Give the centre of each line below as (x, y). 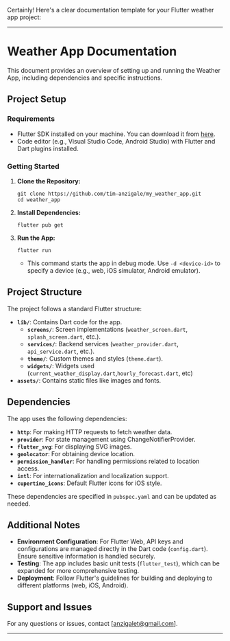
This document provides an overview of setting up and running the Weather (114, 70)
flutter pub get (40, 225)
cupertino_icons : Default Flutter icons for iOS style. (89, 483)
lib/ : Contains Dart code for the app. (69, 322)
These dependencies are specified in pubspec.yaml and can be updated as (112, 496)
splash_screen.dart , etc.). (64, 337)
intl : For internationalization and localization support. (93, 475)
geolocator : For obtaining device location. (76, 453)
